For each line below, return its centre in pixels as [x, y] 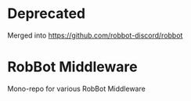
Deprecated [47, 14]
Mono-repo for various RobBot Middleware [76, 88]
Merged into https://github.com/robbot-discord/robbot [95, 35]
